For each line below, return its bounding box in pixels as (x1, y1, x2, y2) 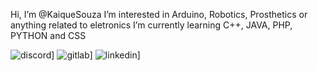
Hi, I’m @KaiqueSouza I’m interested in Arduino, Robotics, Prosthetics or (10, 9, 308, 20)
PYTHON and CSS (10, 30, 87, 41)
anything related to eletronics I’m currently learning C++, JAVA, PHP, (10, 19, 293, 31)
